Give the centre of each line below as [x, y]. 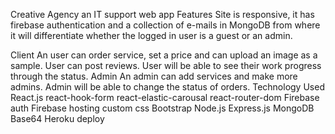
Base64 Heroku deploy [57, 118]
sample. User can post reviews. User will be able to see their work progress [166, 65]
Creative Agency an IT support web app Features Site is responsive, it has [162, 14]
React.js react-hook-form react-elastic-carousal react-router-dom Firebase [165, 97]
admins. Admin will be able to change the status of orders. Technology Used [167, 87]
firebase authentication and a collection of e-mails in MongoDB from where [165, 25]
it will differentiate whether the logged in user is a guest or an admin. [151, 35]
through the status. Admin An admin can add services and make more [154, 76]
